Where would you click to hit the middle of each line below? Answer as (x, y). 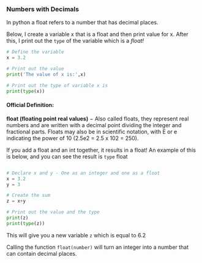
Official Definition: (30, 105)
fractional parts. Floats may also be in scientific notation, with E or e (92, 131)
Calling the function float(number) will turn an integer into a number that (98, 247)
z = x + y (16, 201)
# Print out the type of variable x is (57, 85)
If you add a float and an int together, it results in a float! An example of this (101, 150)
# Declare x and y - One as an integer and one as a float (83, 173)
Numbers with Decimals (43, 9)
